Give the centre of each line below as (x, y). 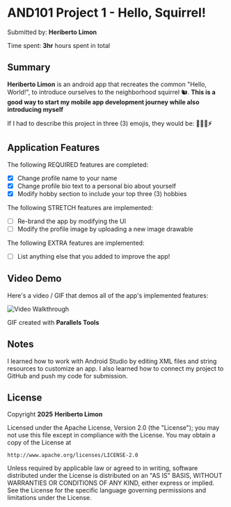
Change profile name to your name (67, 178)
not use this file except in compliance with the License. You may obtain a (111, 435)
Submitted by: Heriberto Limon (52, 32)
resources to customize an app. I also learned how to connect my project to (115, 368)
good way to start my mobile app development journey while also (103, 102)
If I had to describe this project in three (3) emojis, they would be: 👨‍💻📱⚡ (110, 123)
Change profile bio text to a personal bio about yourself (96, 186)
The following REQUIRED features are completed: (78, 164)
